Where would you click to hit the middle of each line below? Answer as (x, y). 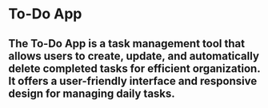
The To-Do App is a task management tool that (127, 44)
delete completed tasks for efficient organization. (134, 68)
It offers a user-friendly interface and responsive (133, 81)
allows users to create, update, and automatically (134, 56)
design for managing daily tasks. (92, 93)
